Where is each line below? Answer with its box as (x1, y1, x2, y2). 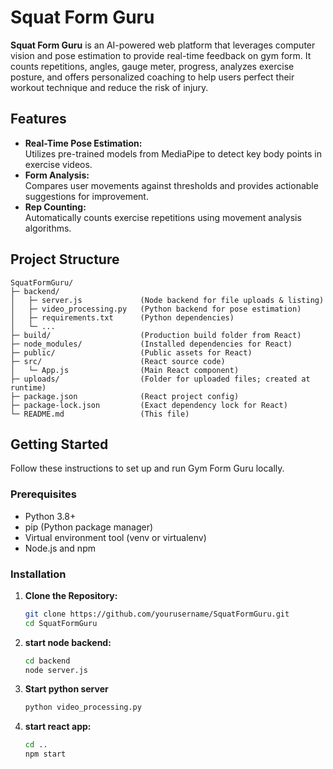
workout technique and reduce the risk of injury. (10, 81, 209, 93)
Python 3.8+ (24, 510, 77, 522)
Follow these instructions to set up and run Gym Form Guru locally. (10, 462, 285, 475)
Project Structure (10, 251, 120, 268)
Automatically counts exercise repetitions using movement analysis (24, 211, 302, 223)
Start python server (24, 683, 109, 695)
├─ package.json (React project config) (10, 391, 240, 401)
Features (10, 111, 67, 128)
